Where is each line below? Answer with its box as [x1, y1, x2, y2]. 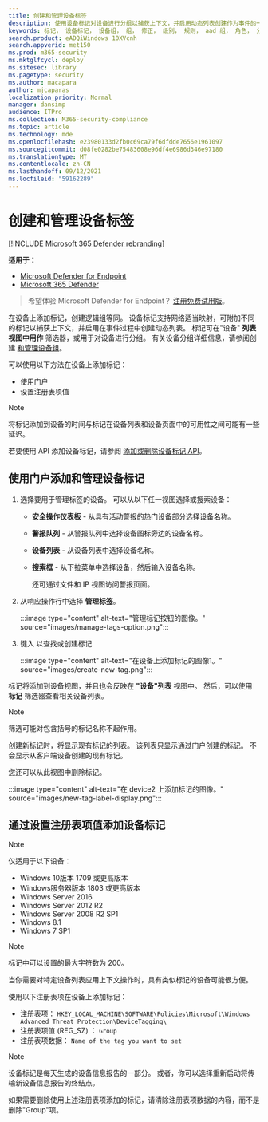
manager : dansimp [8, 101, 66, 109]
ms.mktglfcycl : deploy [8, 57, 84, 65]
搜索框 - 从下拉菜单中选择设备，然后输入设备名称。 [31, 562, 200, 571]
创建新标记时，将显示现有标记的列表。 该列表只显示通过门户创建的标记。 [8, 740, 248, 750]
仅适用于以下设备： [8, 856, 72, 866]
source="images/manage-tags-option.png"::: [19, 622, 169, 631]
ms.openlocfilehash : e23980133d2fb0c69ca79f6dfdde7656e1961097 [8, 137, 223, 146]
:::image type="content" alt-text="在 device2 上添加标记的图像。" [8, 784, 224, 794]
